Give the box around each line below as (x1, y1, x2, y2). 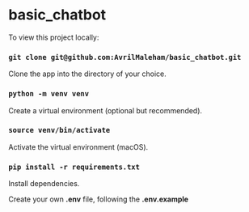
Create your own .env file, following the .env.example (8, 194, 188, 204)
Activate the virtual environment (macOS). (8, 142, 149, 151)
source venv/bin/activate (8, 125, 111, 135)
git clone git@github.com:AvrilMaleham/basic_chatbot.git (8, 53, 242, 61)
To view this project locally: (8, 32, 99, 42)
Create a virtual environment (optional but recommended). (8, 105, 203, 115)
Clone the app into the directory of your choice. (8, 69, 167, 78)
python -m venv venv (8, 89, 90, 99)
